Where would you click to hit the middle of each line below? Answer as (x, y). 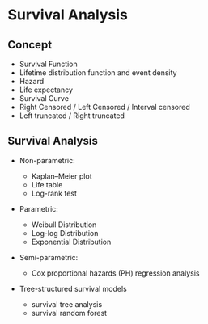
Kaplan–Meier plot (62, 176)
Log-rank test (54, 193)
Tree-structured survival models (73, 288)
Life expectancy (46, 90)
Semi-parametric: (49, 257)
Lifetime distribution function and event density (98, 73)
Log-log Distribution (65, 233)
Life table (47, 184)
